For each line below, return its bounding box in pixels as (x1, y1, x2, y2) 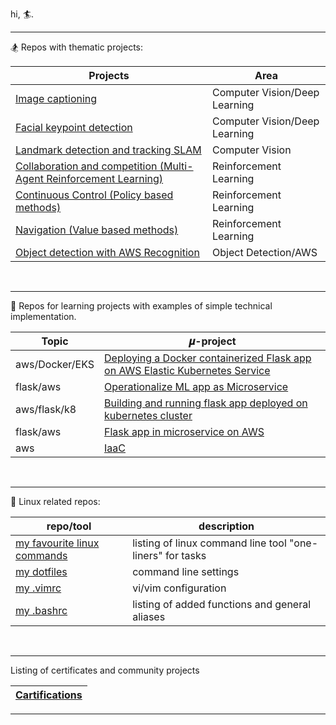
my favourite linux (15, 536, 100, 550)
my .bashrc (15, 604, 68, 617)
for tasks (164, 549, 207, 562)
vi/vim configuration (132, 581, 227, 595)
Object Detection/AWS (212, 246, 318, 259)
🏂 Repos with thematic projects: (10, 41, 144, 53)
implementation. (10, 311, 77, 322)
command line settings (132, 565, 240, 578)
